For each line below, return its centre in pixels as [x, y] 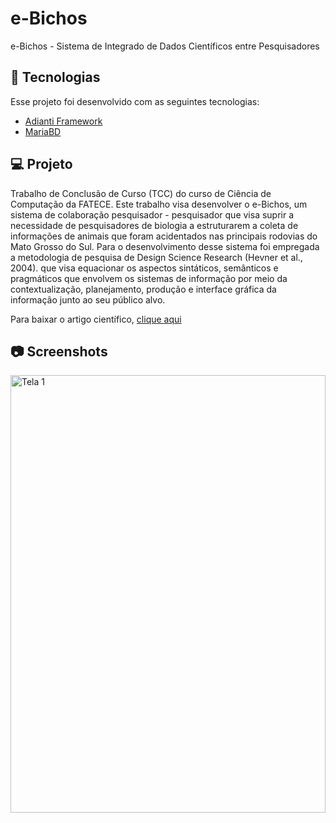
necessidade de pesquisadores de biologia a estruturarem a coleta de [154, 225]
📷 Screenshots [59, 351]
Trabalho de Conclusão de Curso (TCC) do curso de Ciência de [141, 193]
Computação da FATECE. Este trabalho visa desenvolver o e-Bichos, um [159, 204]
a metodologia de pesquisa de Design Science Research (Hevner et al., [156, 257]
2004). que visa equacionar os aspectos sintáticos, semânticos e [144, 268]
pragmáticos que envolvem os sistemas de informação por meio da [149, 278]
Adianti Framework [63, 121]
